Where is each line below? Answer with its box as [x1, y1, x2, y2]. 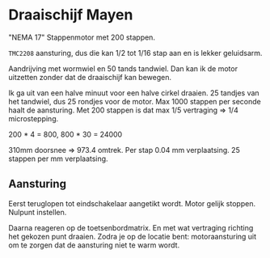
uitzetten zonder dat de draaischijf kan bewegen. [8, 72, 172, 82]
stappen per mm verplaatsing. [8, 154, 108, 163]
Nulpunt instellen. [8, 207, 67, 217]
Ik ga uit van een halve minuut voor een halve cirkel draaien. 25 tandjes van [8, 87, 260, 98]
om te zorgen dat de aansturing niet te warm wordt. [8, 240, 180, 250]
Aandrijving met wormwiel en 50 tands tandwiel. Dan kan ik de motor [8, 63, 238, 74]
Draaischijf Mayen [8, 6, 133, 24]
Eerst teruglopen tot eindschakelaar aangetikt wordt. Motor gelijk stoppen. [8, 198, 256, 208]
